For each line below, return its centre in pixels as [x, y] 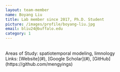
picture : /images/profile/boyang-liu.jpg [50, 24]
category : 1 [18, 33]
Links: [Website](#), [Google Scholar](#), [48, 59]
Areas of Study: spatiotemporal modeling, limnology [60, 53]
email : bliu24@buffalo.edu [34, 29]
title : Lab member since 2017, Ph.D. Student [55, 19]
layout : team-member [27, 10]
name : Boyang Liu [24, 15]
